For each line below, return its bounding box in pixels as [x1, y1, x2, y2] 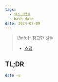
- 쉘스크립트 [9, 12, 31, 17]
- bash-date [9, 16, 34, 21]
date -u [5, 73, 21, 78]
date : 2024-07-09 [5, 21, 40, 26]
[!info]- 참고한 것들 [17, 35, 54, 41]
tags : [5, 7, 16, 12]
